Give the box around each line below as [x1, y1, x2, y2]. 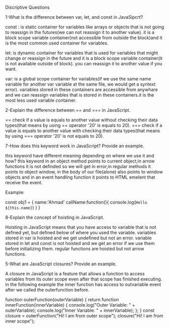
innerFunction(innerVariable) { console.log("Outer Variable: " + [5, 302, 135, 308]
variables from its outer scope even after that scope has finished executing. [5, 276, 162, 282]
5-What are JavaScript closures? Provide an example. [5, 261, 117, 267]
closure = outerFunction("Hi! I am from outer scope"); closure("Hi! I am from [5, 313, 163, 318]
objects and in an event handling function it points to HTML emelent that [5, 174, 155, 180]
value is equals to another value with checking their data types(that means [5, 128, 160, 134]
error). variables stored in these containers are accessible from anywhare [5, 87, 158, 93]
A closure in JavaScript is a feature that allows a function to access [5, 271, 145, 276]
